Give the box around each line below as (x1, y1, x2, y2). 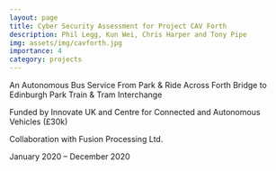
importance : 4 (9, 47, 63, 56)
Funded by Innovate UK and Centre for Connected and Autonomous (9, 107, 261, 117)
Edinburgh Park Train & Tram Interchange (9, 89, 163, 100)
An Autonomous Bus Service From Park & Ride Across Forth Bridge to (9, 80, 268, 90)
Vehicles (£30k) (9, 116, 68, 127)
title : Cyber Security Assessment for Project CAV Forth (9, 22, 227, 31)
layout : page (9, 13, 58, 22)
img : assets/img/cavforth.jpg (9, 38, 123, 48)
